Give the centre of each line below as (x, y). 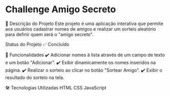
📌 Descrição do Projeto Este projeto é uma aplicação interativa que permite (84, 23)
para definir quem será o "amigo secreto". (49, 34)
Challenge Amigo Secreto (61, 9)
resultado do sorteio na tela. (35, 77)
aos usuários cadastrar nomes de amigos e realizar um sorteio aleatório (81, 29)
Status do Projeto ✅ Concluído (37, 44)
